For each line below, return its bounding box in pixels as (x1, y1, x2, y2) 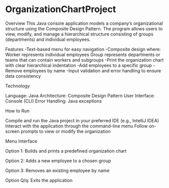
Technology (5, 82, 30, 89)
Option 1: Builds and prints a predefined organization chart (5, 148, 127, 154)
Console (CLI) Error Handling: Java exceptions (5, 98, 102, 104)
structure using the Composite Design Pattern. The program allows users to (5, 25, 163, 31)
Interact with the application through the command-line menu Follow (5, 123, 148, 129)
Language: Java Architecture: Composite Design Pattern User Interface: (5, 92, 155, 99)
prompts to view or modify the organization (20, 128, 111, 134)
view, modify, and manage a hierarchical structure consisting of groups (5, 31, 153, 37)
